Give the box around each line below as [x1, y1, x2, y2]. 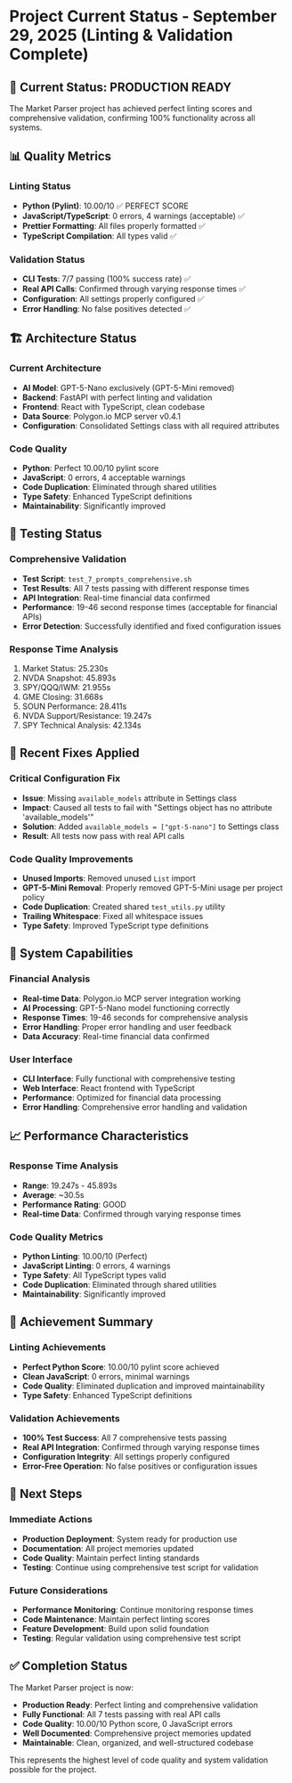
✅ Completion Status [9, 1658, 128, 1673]
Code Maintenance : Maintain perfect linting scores [21, 1614, 211, 1624]
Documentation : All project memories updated [21, 1543, 194, 1553]
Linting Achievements [9, 1341, 107, 1354]
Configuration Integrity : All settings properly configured [21, 1451, 230, 1461]
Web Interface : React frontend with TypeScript [21, 1082, 196, 1093]
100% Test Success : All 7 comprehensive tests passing [21, 1432, 227, 1443]
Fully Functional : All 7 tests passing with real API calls [21, 1708, 221, 1720]
